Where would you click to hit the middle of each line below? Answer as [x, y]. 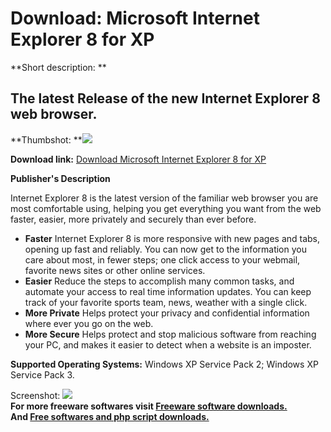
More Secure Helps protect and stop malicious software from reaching [170, 334]
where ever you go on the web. [89, 323]
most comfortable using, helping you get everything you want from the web [166, 208]
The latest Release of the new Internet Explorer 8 [165, 98]
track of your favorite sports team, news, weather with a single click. [166, 302]
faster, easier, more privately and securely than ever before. [133, 219]
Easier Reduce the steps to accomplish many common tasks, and [159, 281]
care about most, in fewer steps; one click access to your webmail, [162, 259]
